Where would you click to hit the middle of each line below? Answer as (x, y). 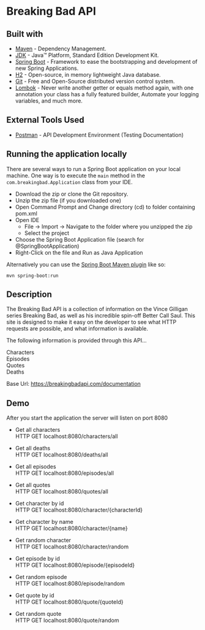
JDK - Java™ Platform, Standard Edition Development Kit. (87, 55)
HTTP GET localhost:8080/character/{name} (71, 528)
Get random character (43, 540)
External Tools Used (45, 120)
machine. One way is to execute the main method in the (76, 175)
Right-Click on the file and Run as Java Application (79, 252)
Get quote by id (35, 596)
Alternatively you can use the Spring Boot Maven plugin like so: (86, 264)
